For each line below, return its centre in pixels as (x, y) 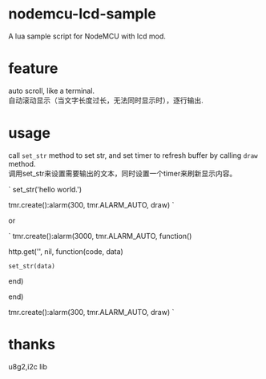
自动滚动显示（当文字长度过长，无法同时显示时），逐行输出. (106, 100)
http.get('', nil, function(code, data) (66, 251)
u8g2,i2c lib (28, 366)
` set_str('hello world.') (45, 189)
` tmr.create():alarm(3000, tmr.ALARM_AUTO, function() (100, 236)
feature (33, 69)
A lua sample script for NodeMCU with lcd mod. (87, 36)
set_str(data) (32, 266)
